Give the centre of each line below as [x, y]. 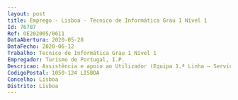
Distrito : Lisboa [33, 86]
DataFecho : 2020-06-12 [41, 46]
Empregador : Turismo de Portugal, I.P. [66, 60]
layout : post [27, 14]
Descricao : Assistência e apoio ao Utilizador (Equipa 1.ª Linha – [109, 66]
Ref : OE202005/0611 [36, 33]
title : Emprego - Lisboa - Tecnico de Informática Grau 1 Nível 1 [107, 20]
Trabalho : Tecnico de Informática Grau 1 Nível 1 [82, 54]
